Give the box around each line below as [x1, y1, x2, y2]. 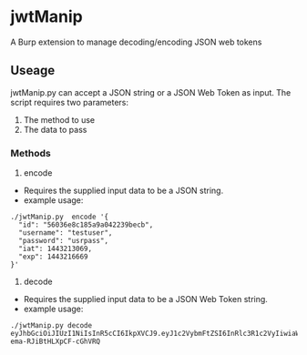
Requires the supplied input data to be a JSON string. [23, 185, 224, 197]
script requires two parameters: [10, 96, 128, 107]
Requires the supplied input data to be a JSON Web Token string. [23, 294, 268, 305]
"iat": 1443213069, [18, 244, 93, 254]
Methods [10, 147, 51, 159]
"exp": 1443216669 [18, 252, 89, 261]
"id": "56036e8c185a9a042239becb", [18, 220, 154, 229]
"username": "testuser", [18, 228, 113, 238]
